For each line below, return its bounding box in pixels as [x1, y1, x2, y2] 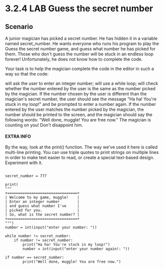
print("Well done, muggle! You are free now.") [22, 259, 121, 265]
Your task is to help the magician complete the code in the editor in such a [5, 66, 154, 72]
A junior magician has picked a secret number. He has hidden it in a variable [5, 35, 158, 41]
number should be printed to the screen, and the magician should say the [5, 112, 153, 118]
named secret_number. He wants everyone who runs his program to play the [5, 41, 159, 47]
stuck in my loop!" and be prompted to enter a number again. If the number [5, 101, 156, 107]
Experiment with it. [5, 160, 43, 166]
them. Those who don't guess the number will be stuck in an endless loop [5, 51, 154, 57]
